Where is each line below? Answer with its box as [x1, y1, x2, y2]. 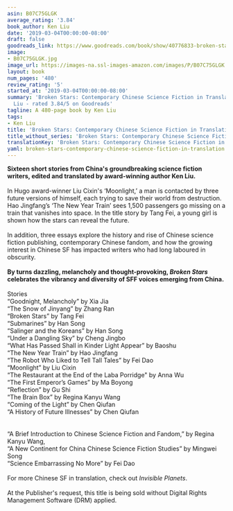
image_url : [7, 62, 39, 69]
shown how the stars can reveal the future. [7, 216, 130, 224]
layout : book [7, 68, 45, 75]
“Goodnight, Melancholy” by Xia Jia [7, 297, 109, 305]
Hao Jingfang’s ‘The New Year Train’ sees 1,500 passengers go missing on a [7, 202, 226, 209]
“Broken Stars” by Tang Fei [7, 312, 85, 320]
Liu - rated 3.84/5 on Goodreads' [13, 101, 113, 107]
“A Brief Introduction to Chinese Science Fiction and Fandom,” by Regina [7, 430, 215, 438]
